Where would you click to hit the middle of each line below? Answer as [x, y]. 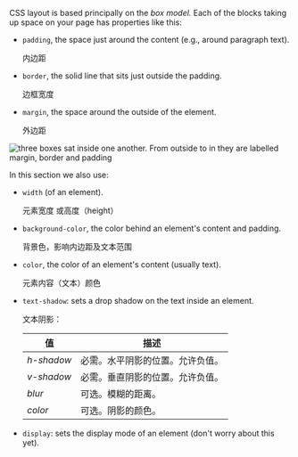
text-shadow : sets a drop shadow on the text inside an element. [138, 301]
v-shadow [49, 376]
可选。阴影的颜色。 [120, 411]
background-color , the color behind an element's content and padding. [152, 228]
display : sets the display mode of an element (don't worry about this [148, 433]
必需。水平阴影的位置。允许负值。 [152, 360]
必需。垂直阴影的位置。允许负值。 [152, 377]
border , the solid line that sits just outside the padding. [122, 76]
